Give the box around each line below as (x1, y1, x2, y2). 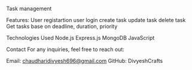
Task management (6, 5, 52, 12)
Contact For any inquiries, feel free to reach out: (6, 46, 124, 53)
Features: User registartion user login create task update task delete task (6, 17, 186, 23)
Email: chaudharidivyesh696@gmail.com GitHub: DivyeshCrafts (6, 58, 163, 64)
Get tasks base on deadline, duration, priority (6, 23, 118, 30)
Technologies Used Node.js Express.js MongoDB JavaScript (6, 34, 155, 41)
